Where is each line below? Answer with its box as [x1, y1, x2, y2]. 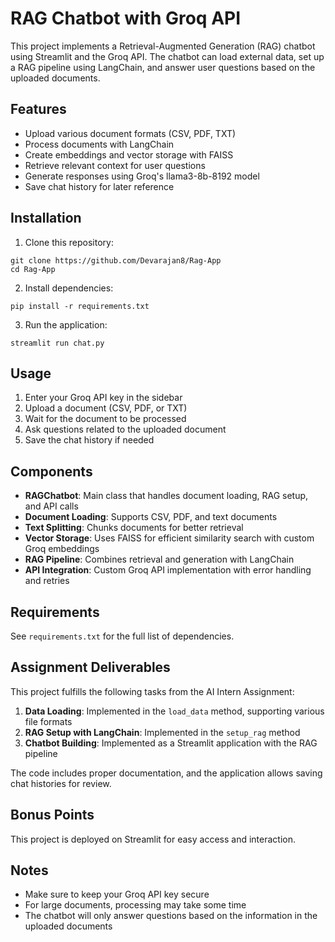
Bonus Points [10, 807, 95, 824]
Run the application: [24, 318, 108, 331]
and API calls [24, 500, 79, 512]
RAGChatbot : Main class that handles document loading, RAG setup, [24, 490, 309, 502]
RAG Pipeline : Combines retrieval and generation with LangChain [24, 553, 295, 566]
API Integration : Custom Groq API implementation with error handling [24, 564, 312, 576]
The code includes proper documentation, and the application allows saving [10, 767, 323, 779]
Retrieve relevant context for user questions [24, 159, 206, 171]
